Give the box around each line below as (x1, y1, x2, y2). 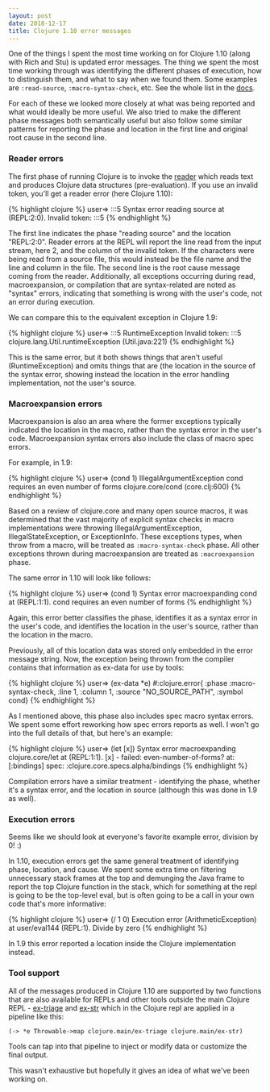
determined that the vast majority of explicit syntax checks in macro (8, 514, 235, 524)
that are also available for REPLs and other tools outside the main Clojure (8, 994, 250, 1004)
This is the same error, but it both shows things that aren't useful (8, 352, 223, 362)
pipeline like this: (8, 1011, 64, 1021)
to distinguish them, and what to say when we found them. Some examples (8, 74, 258, 85)
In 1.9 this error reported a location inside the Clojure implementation (8, 939, 236, 949)
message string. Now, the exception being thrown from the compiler (8, 654, 235, 663)
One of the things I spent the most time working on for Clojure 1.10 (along (8, 49, 251, 59)
